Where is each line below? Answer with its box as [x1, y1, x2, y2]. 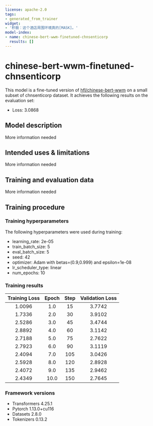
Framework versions [5, 390, 55, 397]
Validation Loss [80, 295, 117, 302]
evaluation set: [5, 97, 35, 103]
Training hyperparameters [5, 218, 69, 225]
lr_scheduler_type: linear [12, 264, 62, 270]
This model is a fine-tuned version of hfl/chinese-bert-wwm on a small [5, 87, 148, 93]
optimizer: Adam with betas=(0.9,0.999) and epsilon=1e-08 [12, 259, 132, 265]
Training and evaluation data [5, 175, 94, 184]
